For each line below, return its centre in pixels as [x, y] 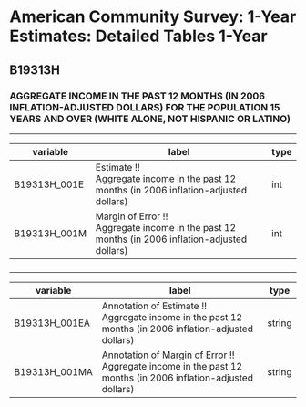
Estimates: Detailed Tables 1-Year [138, 36]
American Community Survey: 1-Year [153, 17]
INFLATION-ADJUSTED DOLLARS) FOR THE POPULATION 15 [145, 107]
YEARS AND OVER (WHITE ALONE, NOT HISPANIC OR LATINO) [150, 119]
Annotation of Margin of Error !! [168, 355]
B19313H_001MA [54, 371]
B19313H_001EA [52, 323]
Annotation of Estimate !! [154, 306]
